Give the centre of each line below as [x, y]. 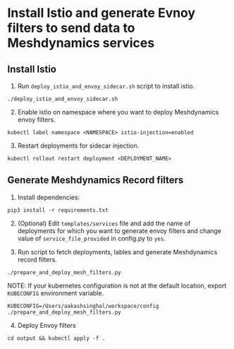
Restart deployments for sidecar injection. [78, 146]
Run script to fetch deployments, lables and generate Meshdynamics [117, 252]
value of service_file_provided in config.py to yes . [91, 238]
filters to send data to [71, 28]
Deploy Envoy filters [47, 325]
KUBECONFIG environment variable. [56, 293]
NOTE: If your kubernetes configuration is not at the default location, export [117, 285]
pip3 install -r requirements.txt [58, 210]
